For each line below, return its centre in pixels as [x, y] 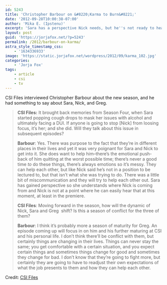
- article [24, 74]
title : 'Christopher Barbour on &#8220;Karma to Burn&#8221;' [71, 14]
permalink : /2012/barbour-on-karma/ [43, 42]
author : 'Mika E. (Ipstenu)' [35, 24]
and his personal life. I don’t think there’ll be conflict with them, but [85, 236]
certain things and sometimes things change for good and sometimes [88, 252]
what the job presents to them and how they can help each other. [84, 268]
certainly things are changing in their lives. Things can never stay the [88, 241]
